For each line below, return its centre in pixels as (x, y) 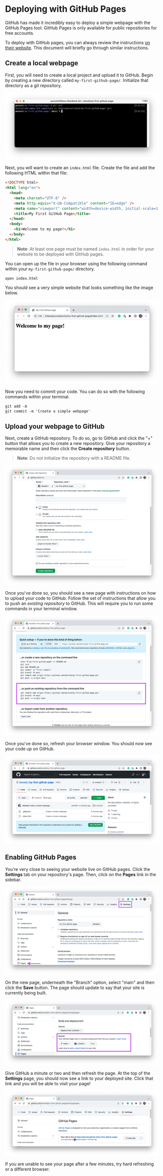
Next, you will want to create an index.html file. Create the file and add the (80, 168)
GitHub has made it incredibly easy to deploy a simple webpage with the (78, 23)
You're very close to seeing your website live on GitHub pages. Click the (78, 869)
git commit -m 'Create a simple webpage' (48, 411)
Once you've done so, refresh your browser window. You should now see (79, 743)
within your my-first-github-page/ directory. (50, 269)
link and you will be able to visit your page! (48, 1084)
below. (12, 292)
